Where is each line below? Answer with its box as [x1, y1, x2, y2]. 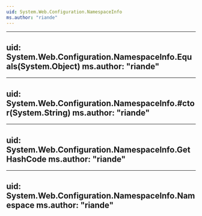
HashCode [6, 154, 47, 164]
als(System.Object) [6, 61, 81, 71]
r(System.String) [6, 107, 71, 118]
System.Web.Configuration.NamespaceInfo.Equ [6, 52, 192, 62]
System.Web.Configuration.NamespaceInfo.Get [6, 144, 191, 154]
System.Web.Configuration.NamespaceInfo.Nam [6, 191, 195, 201]
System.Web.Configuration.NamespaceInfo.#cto [6, 98, 195, 109]
